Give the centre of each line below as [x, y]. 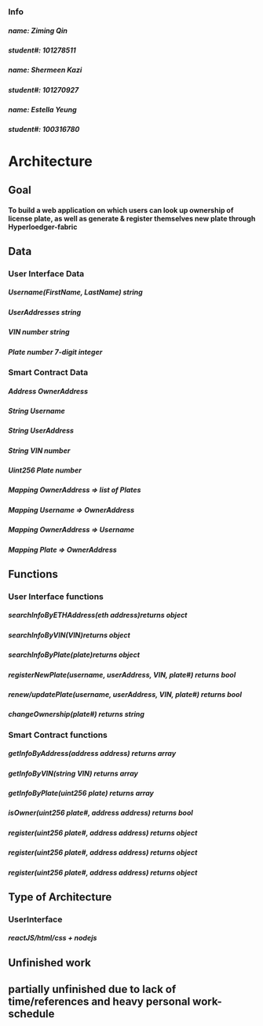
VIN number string [39, 332]
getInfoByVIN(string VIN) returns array [73, 773]
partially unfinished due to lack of [92, 989]
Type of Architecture [60, 897]
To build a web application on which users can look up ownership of [121, 210]
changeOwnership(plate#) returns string [77, 714]
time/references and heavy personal [99, 1002]
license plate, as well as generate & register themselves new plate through [132, 218]
